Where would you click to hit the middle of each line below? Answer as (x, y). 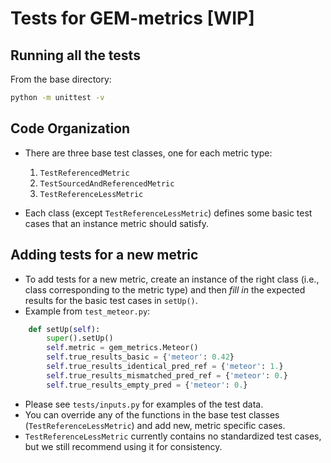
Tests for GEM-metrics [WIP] (132, 18)
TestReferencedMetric (84, 173)
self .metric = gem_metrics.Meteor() (122, 348)
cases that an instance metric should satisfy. (116, 223)
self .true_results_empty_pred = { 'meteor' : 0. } (147, 385)
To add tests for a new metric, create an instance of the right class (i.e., (172, 279)
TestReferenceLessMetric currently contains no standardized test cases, (173, 436)
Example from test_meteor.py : (87, 311)
